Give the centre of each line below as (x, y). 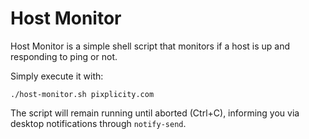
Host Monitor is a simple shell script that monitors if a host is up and (150, 46)
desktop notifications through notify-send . (98, 123)
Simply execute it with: (57, 76)
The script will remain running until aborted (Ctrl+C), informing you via (155, 113)
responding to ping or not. (64, 56)
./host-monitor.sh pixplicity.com (82, 94)
